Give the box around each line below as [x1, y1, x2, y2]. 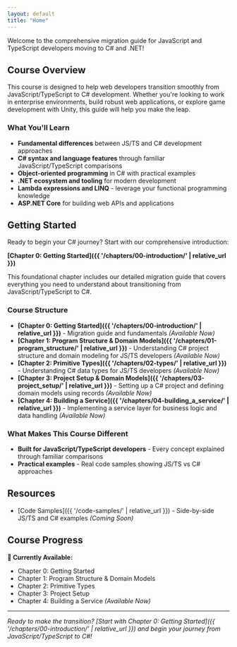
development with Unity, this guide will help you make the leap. [7, 105, 190, 113]
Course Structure [7, 305, 68, 315]
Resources [7, 488, 56, 500]
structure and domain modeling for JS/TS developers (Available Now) [17, 351, 220, 359]
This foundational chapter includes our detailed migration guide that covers [7, 273, 226, 281]
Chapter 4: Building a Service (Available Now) [17, 596, 151, 605]
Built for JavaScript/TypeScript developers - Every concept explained [17, 445, 224, 453]
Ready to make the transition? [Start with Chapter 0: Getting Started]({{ [7, 617, 215, 625]
